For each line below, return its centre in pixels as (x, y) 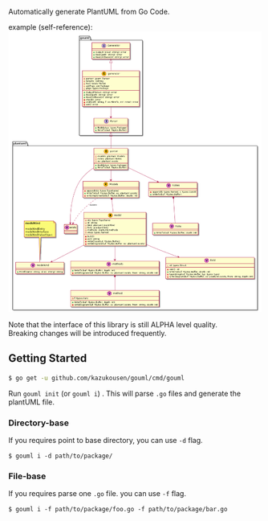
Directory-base (39, 423)
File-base (27, 476)
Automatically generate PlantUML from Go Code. (89, 12)
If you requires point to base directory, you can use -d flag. (106, 440)
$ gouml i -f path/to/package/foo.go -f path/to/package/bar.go (118, 510)
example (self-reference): (51, 27)
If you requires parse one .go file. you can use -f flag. (97, 494)
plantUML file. (31, 402)
